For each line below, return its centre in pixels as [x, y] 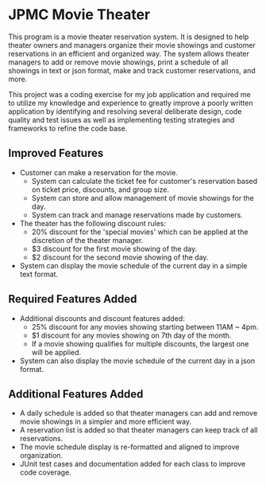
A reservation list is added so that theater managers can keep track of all [139, 430]
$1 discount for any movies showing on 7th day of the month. [131, 335]
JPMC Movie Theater [79, 15]
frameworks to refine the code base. [68, 128]
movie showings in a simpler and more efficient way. [106, 422]
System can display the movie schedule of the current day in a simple [133, 265]
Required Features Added [73, 299]
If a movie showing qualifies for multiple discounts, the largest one [140, 343]
